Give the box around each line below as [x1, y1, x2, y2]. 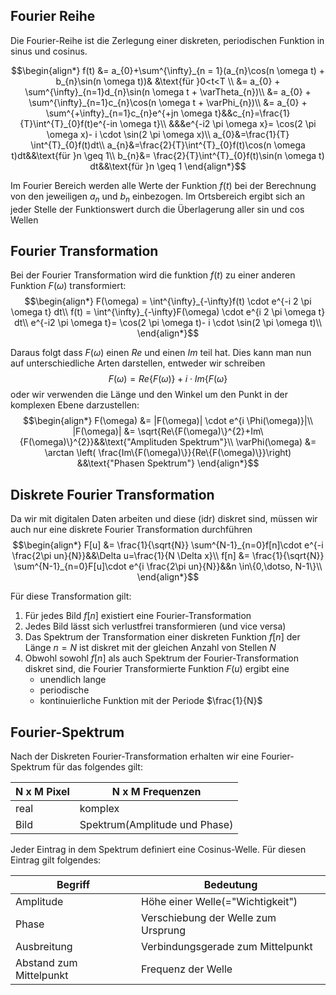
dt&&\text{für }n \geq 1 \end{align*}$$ [89, 160, 247, 172]
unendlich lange [39, 674, 107, 686]
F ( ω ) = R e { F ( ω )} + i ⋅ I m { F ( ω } [108, 373, 228, 385]
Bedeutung [203, 878, 258, 892]
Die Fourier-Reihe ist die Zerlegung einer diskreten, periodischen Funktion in [10, 34, 325, 46]
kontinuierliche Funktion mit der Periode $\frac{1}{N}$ [39, 695, 263, 707]
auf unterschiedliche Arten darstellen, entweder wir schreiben [10, 357, 266, 369]
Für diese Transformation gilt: [10, 590, 132, 603]
